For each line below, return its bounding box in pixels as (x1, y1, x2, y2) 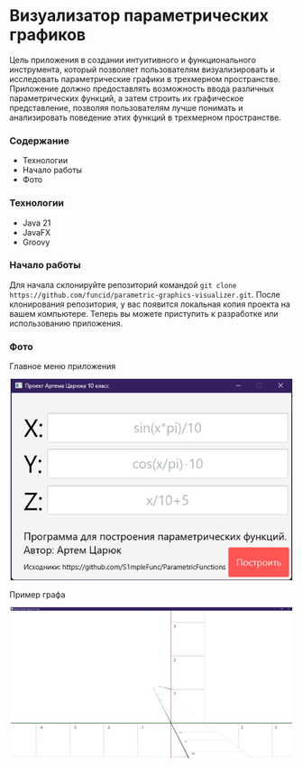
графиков (9, 24, 87, 45)
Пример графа (9, 588, 66, 600)
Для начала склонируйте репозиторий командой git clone (9, 279, 237, 290)
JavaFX (22, 227, 51, 237)
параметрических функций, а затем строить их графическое (9, 92, 244, 104)
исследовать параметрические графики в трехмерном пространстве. (9, 73, 281, 84)
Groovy (22, 236, 50, 247)
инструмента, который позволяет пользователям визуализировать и (9, 64, 275, 75)
